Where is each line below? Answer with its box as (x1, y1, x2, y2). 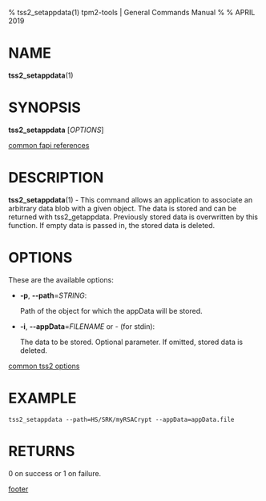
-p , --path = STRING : (19, 291, 87, 300)
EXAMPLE (8, 389, 77, 407)
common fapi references (8, 140, 90, 150)
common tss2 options (8, 361, 80, 371)
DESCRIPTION (8, 169, 104, 187)
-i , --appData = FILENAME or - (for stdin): (19, 321, 155, 331)
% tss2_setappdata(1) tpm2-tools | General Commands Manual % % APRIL (8, 8, 256, 17)
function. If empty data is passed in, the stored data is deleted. (8, 220, 216, 230)
